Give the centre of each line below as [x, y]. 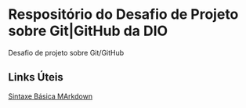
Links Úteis [36, 77]
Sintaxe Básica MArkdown [50, 96]
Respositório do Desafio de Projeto [123, 14]
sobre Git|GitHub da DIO [88, 31]
